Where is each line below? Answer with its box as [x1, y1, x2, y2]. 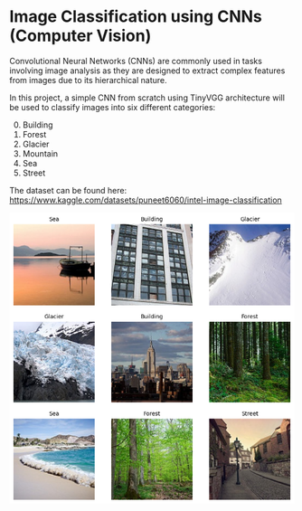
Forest [22, 128, 47, 139]
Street [22, 167, 46, 178]
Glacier [22, 138, 50, 149]
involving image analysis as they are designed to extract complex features [9, 65, 286, 76]
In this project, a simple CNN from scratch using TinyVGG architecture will [9, 92, 285, 103]
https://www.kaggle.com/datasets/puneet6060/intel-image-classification [9, 194, 282, 205]
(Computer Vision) [9, 25, 152, 46]
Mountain [22, 147, 59, 159]
